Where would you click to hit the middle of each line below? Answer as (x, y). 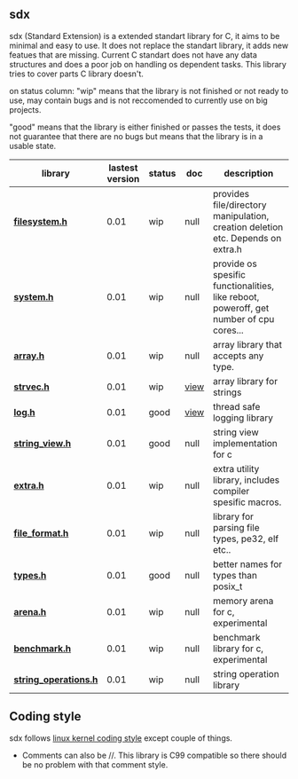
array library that (247, 344)
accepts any (238, 356)
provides (231, 193)
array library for (245, 381)
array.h (29, 356)
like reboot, (236, 296)
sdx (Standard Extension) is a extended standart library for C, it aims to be (145, 35)
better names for (247, 564)
